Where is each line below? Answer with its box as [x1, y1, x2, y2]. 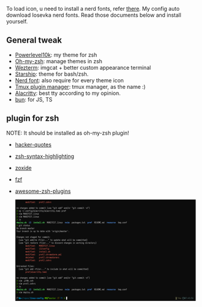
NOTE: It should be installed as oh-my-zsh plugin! [6, 129, 129, 136]
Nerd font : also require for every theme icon [14, 76, 124, 84]
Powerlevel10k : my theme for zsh [14, 51, 97, 58]
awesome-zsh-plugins [14, 187, 71, 195]
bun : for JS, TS [14, 96, 53, 103]
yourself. [6, 18, 28, 25]
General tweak [6, 35, 62, 46]
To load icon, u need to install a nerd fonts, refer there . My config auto [6, 5, 180, 12]
